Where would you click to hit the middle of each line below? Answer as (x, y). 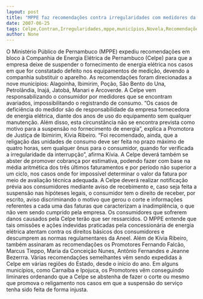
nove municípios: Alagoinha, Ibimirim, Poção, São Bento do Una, (86, 84)
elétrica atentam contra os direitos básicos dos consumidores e (85, 232)
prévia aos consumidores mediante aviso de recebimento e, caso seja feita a (102, 187)
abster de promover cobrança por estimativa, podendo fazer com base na (98, 161)
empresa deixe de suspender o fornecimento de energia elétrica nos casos (100, 65)
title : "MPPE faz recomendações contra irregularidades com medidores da (101, 18)
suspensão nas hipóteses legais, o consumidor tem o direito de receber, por (101, 193)
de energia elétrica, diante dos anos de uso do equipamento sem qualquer (99, 116)
